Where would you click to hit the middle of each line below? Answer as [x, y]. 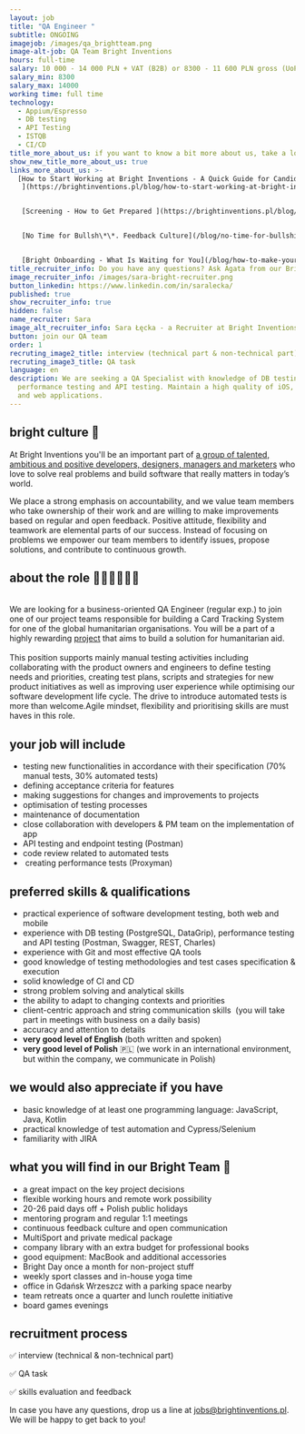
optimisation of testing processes [85, 805]
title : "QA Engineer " [52, 26]
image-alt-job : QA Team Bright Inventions [91, 52]
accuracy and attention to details [84, 1030]
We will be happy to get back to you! [78, 1419]
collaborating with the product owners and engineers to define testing [140, 667]
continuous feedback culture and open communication [125, 1227]
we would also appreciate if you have [117, 1088]
